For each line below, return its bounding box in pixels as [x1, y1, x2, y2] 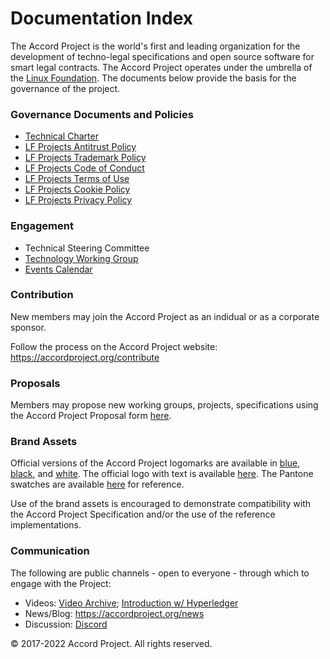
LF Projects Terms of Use [24, 173, 130, 185]
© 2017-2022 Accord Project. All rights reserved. [10, 637, 213, 649]
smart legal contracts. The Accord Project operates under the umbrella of [10, 61, 313, 73]
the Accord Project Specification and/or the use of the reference [10, 508, 276, 521]
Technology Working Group [24, 252, 139, 264]
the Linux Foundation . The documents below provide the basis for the [10, 72, 297, 84]
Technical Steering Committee [24, 242, 150, 254]
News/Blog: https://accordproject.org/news [24, 607, 205, 619]
